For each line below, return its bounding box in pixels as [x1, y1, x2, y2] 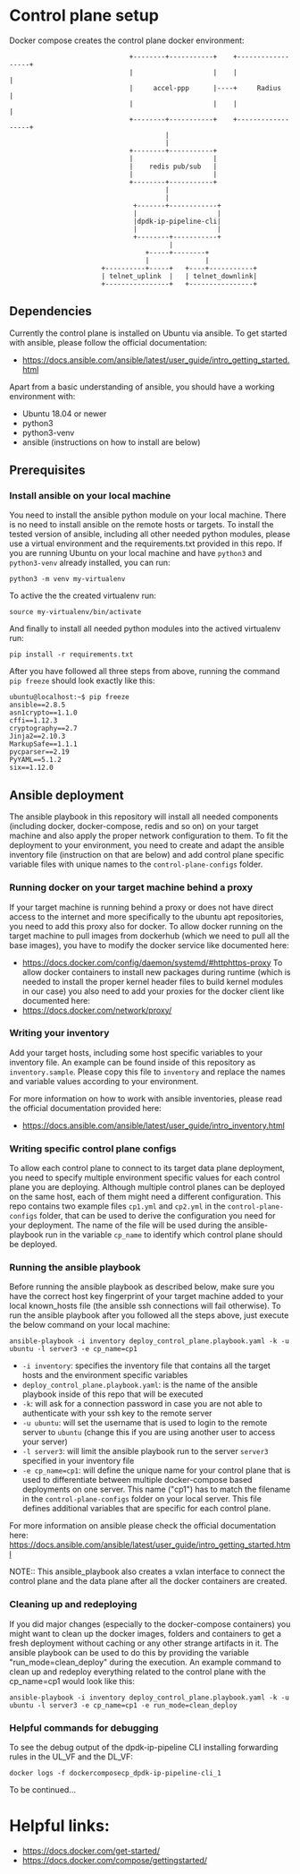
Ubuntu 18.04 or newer [21, 408, 107, 419]
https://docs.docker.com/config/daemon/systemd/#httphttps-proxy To [21, 957, 283, 968]
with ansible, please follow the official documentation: [9, 337, 208, 347]
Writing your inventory [9, 1027, 110, 1040]
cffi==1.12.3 [9, 716, 58, 725]
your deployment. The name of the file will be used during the [9, 1219, 237, 1231]
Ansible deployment [9, 787, 124, 802]
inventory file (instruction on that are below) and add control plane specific [9, 850, 285, 860]
